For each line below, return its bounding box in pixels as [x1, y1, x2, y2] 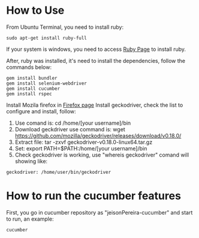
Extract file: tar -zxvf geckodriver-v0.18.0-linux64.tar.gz [14, 138, 153, 146]
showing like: [14, 157, 48, 165]
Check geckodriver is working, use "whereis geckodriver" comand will [14, 151, 189, 158]
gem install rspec [6, 91, 52, 97]
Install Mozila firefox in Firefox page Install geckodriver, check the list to [6, 101, 183, 109]
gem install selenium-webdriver [6, 80, 87, 86]
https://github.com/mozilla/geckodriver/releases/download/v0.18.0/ [14, 132, 182, 139]
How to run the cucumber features [6, 189, 182, 203]
